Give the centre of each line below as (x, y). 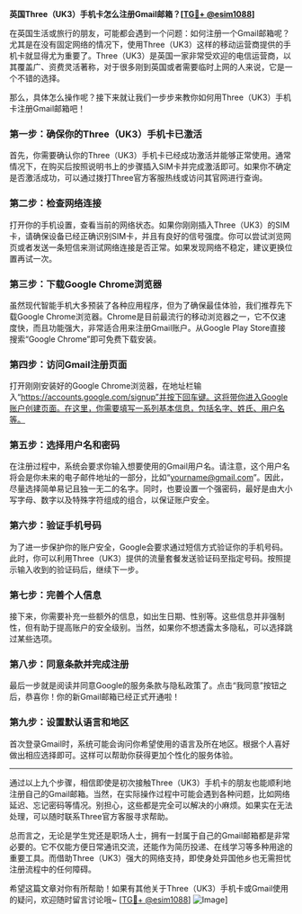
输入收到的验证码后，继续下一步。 (80, 569)
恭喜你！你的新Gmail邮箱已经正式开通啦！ (102, 697)
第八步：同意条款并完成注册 (69, 664)
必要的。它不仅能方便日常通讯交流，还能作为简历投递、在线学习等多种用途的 (151, 847)
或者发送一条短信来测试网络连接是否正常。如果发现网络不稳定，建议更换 (151, 247)
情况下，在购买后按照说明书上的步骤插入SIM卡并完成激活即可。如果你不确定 (151, 166)
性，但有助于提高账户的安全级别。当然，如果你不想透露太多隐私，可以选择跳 (151, 628)
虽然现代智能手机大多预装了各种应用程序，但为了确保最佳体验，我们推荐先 (147, 305)
